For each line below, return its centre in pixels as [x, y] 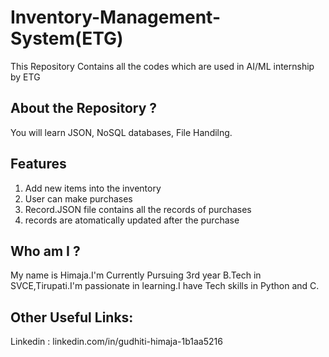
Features [38, 164]
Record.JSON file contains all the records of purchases [138, 209]
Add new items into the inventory [93, 188]
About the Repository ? [84, 108]
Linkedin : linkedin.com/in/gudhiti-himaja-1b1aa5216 [116, 342]
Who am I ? [45, 251]
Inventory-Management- [115, 17]
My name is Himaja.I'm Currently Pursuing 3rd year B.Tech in [136, 275]
